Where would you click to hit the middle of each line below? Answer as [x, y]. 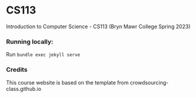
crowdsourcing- [149, 82]
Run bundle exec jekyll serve [43, 55]
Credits [17, 70]
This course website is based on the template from [67, 82]
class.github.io [24, 89]
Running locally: [30, 42]
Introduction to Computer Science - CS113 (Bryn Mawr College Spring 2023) [98, 26]
